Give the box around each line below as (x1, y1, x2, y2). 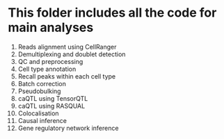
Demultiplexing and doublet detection (17, 50, 126, 58)
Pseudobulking (17, 87, 61, 95)
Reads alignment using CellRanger (17, 42, 117, 51)
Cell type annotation (17, 65, 77, 73)
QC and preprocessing (17, 57, 83, 65)
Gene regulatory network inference (17, 124, 119, 132)
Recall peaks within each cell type (17, 72, 116, 81)
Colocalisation (17, 109, 59, 117)
